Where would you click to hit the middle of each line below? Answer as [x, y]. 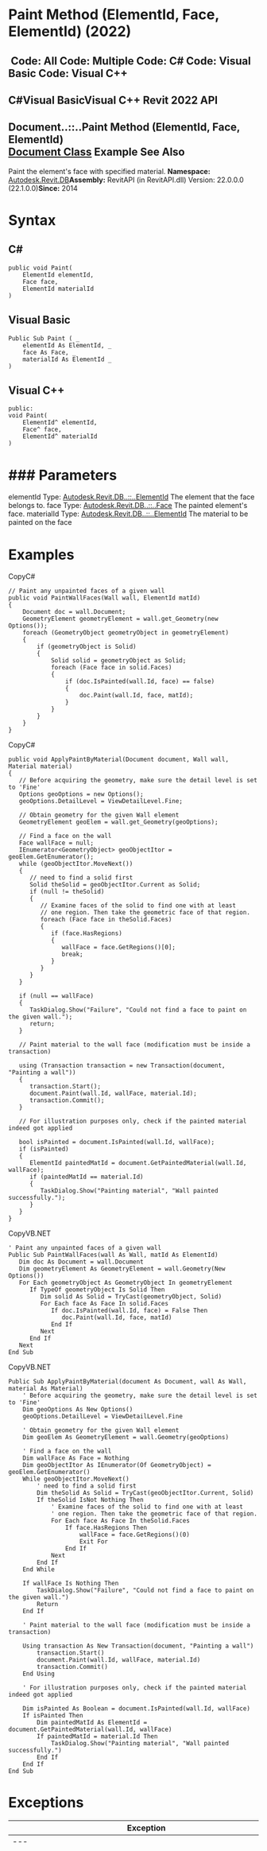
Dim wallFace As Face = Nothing [76, 1458]
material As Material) [46, 1389]
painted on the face [40, 522]
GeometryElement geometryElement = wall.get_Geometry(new [120, 619]
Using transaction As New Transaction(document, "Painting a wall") [138, 1646]
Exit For [94, 1542]
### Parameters [63, 475]
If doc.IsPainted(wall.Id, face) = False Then [129, 1311]
